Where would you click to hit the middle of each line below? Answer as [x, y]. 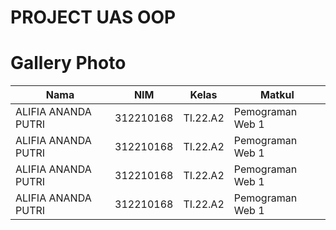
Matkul [277, 95]
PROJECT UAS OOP [93, 17]
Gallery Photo [68, 63]
